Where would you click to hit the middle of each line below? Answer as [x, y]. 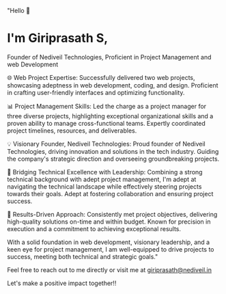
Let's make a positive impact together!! [62, 283]
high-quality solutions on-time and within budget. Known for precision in [109, 222]
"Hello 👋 [19, 11]
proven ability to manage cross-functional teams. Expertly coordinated [107, 123]
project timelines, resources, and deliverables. [72, 131]
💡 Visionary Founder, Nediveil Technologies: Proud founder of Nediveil [107, 144]
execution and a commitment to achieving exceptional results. [94, 228]
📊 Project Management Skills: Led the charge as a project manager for [107, 106]
